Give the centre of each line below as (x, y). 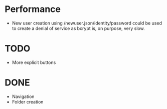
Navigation (23, 96)
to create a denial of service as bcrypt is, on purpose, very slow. (78, 28)
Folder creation (28, 101)
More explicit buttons (34, 62)
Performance (33, 9)
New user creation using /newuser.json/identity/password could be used (87, 23)
